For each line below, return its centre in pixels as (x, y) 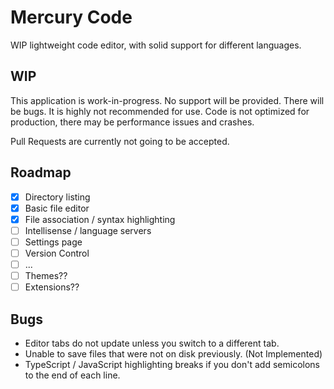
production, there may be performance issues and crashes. (132, 122)
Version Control (57, 253)
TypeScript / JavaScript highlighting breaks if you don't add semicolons (172, 364)
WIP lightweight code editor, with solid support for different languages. (156, 45)
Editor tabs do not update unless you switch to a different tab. (152, 343)
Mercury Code (71, 17)
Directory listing (57, 197)
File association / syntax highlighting (100, 219)
